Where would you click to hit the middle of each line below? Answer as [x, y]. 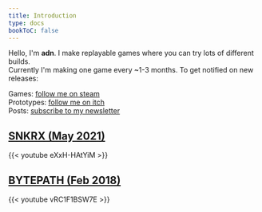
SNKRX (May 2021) [57, 136]
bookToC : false [34, 30]
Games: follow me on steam [54, 94]
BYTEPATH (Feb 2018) [65, 180]
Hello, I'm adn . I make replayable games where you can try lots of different [131, 53]
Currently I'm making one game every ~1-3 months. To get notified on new [131, 70]
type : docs [26, 23]
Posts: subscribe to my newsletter [64, 111]
